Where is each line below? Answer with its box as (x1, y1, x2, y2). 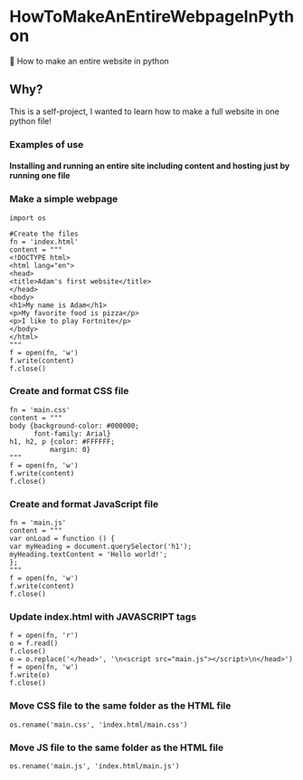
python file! (9, 115, 52, 126)
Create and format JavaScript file (9, 497, 159, 510)
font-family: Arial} (33, 429, 111, 438)
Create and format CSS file (9, 385, 129, 398)
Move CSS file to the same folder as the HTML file (9, 699, 232, 712)
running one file (9, 170, 71, 181)
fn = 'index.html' (9, 237, 79, 246)
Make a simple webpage (9, 193, 118, 206)
